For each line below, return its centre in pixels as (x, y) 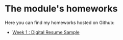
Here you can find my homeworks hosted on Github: (60, 22)
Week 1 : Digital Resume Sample (46, 32)
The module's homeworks (61, 9)
